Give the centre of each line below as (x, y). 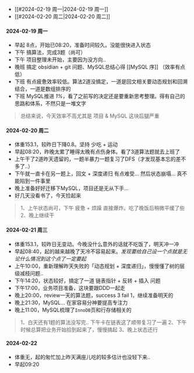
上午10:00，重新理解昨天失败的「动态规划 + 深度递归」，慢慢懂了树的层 (100, 266)
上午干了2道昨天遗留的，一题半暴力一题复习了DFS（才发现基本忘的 (95, 159)
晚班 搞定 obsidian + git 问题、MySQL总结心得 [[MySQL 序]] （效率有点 (100, 67)
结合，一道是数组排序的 (43, 89)
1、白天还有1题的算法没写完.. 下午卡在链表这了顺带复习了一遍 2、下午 (103, 322)
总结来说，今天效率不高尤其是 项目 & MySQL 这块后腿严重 (90, 116)
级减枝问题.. (29, 273)
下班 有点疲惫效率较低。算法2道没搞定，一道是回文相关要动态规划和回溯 (101, 82)
